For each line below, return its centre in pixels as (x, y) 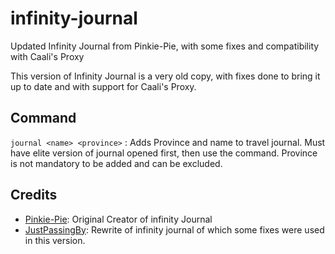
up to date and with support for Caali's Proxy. (103, 86)
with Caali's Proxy (47, 56)
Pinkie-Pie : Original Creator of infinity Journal (118, 219)
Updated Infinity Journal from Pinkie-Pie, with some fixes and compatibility (165, 46)
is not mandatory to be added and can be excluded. (116, 163)
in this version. (55, 240)
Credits (34, 195)
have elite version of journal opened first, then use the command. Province (164, 153)
